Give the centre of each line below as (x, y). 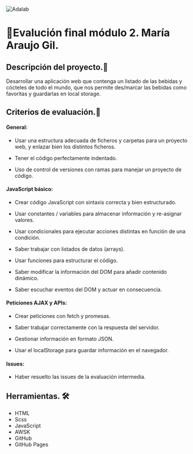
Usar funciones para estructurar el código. (66, 260)
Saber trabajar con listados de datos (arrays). (69, 249)
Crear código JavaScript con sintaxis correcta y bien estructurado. (95, 202)
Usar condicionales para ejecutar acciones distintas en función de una (100, 231)
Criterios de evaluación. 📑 (54, 112)
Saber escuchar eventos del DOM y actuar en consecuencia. (88, 289)
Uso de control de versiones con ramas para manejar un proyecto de (98, 169)
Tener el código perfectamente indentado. (66, 158)
